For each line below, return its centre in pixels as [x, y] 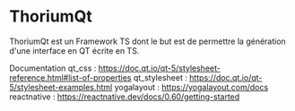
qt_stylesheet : [161, 77]
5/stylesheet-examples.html [61, 87]
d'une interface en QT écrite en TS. [74, 50]
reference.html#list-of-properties [70, 77]
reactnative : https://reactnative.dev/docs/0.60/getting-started [125, 97]
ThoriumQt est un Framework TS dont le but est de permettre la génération [148, 41]
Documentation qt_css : [53, 68]
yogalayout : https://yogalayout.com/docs [191, 87]
